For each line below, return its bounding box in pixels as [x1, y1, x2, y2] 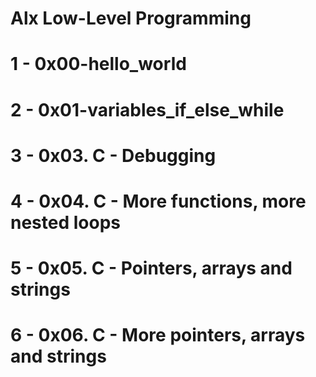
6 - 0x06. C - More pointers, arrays [10, 324, 306, 347]
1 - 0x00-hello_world [10, 53, 187, 76]
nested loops [10, 211, 121, 234]
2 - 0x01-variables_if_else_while [10, 98, 285, 121]
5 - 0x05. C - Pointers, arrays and [10, 257, 293, 280]
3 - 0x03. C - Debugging [10, 144, 217, 167]
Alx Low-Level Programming [10, 7, 252, 30]
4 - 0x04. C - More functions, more [10, 190, 307, 212]
